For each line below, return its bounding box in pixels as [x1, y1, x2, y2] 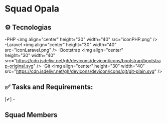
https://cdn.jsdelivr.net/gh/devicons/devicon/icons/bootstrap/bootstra [16, 58, 161, 63]
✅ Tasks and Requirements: [5, 83, 93, 91]
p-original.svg [5, 63, 34, 69]
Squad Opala [5, 3, 60, 15]
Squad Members [5, 111, 58, 119]
